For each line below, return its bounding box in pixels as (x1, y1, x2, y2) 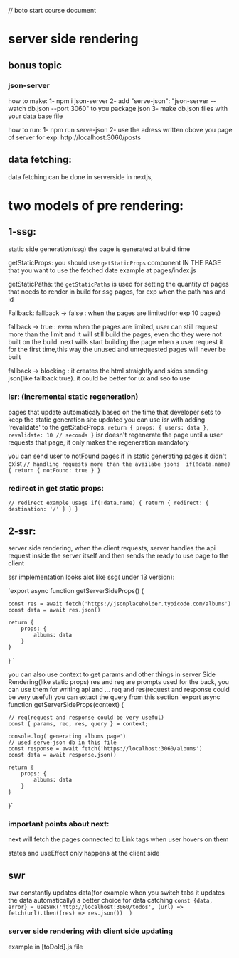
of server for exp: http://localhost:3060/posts (8, 133, 142, 142)
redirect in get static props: (8, 483, 104, 493)
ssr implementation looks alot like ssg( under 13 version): (8, 573, 175, 582)
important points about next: (8, 819, 110, 829)
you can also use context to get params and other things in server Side (8, 670, 216, 678)
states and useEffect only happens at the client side (8, 849, 160, 858)
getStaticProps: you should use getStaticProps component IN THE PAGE (8, 258, 221, 267)
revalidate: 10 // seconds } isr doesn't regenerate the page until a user (8, 430, 223, 439)
